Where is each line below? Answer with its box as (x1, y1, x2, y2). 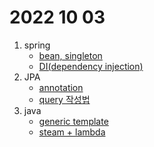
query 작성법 (38, 93, 91, 105)
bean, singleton (38, 49, 103, 61)
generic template (38, 115, 109, 127)
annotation (38, 81, 84, 93)
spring (23, 39, 51, 51)
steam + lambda (38, 126, 106, 138)
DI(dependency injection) (38, 60, 144, 72)
